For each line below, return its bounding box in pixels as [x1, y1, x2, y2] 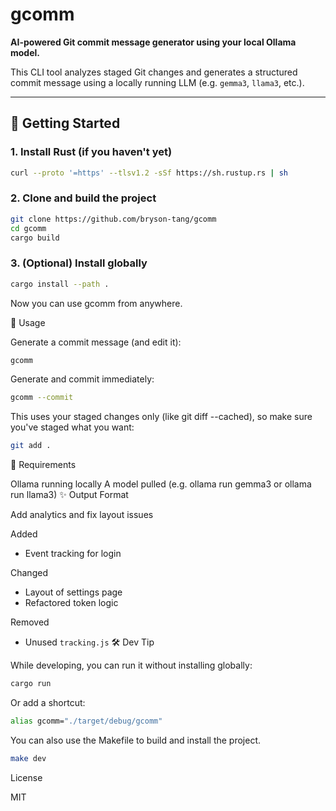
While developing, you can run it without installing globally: [10, 659, 253, 672]
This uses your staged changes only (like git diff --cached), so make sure [10, 411, 313, 423]
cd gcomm [10, 223, 47, 233]
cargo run [10, 679, 52, 689]
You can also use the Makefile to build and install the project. [10, 734, 262, 746]
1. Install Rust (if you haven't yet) [10, 145, 173, 159]
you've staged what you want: [10, 421, 135, 433]
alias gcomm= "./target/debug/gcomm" [10, 716, 163, 727]
